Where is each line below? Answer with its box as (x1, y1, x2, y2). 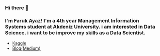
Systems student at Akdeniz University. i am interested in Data (5, 23, 155, 30)
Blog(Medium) (12, 45, 41, 51)
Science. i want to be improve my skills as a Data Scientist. (5, 29, 145, 36)
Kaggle (12, 41, 27, 46)
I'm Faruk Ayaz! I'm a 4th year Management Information (5, 17, 140, 24)
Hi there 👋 (5, 4, 29, 11)
